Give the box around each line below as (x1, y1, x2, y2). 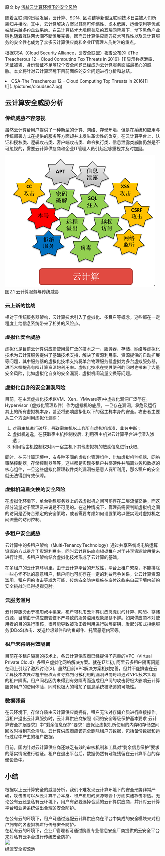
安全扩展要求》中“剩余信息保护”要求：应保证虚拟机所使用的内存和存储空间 (9, 722, 160, 728)
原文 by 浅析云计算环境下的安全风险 (5, 4, 78, 10)
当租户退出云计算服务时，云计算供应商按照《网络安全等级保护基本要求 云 (5, 715, 153, 722)
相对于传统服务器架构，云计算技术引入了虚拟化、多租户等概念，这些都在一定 (5, 314, 160, 320)
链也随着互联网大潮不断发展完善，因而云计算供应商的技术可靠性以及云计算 (5, 33, 156, 39)
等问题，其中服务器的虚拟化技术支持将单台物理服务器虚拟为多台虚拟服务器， (5, 358, 160, 364)
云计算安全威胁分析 (5, 99, 63, 107)
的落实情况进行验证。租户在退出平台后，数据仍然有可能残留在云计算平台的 (5, 751, 156, 757)
